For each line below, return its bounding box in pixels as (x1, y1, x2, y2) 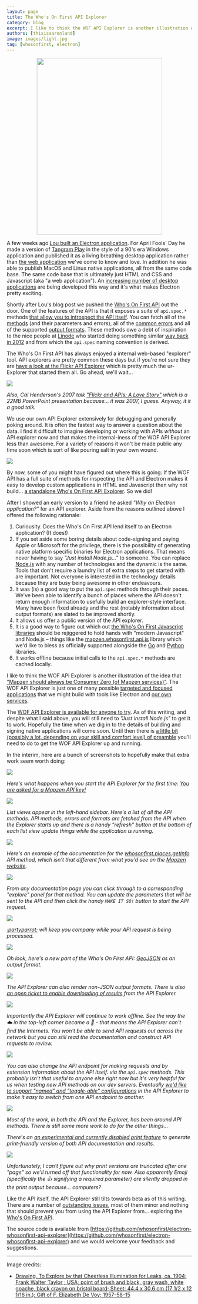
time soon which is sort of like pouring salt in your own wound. (6, 446, 159, 454)
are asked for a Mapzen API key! (6, 786, 86, 793)
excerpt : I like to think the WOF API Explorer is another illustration (6, 25, 189, 31)
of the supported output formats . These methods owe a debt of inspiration (6, 326, 187, 333)
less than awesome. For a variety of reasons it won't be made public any (6, 440, 182, 447)
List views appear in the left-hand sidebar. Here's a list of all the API (6, 808, 172, 816)
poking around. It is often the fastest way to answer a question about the (6, 421, 183, 428)
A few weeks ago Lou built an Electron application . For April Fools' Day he (6, 239, 186, 246)
